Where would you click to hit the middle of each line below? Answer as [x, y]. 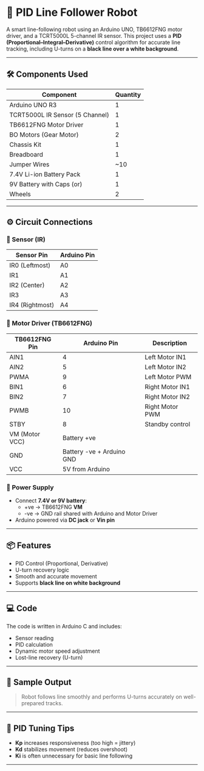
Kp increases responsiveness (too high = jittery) [75, 743]
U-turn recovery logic [42, 570]
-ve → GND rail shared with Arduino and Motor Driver [91, 514]
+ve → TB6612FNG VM [53, 507]
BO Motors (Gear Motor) [44, 135]
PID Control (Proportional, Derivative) [61, 563]
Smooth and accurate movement [56, 576]
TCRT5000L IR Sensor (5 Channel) [59, 115]
